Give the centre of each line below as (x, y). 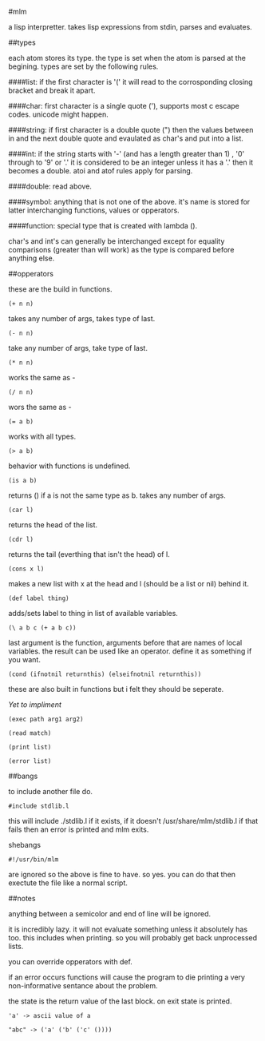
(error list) (30, 761)
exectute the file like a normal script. (68, 883)
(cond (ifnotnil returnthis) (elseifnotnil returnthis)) (105, 674)
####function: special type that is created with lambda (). (103, 226)
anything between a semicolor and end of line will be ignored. (110, 914)
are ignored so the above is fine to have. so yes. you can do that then (122, 874)
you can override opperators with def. (71, 962)
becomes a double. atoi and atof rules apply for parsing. (101, 171)
